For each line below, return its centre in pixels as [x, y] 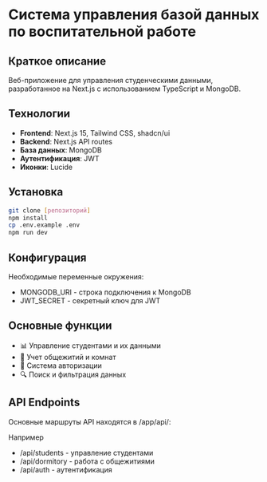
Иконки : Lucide [46, 167]
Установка [36, 192]
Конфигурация [47, 257]
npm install [28, 218]
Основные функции [60, 326]
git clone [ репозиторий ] [49, 210]
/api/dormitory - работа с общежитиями [87, 461]
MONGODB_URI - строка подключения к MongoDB [105, 292]
